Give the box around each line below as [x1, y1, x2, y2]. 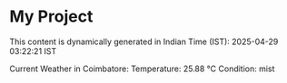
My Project [9, 6, 94, 27]
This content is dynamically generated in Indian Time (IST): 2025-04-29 [9, 36, 279, 47]
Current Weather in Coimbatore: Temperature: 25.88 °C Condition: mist [9, 63, 275, 74]
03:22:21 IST [9, 45, 57, 56]
